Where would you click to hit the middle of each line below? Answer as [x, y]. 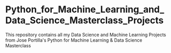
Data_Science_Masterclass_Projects [84, 20]
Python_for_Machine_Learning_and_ [85, 10]
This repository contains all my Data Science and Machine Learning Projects [86, 34]
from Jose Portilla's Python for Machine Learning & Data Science [74, 40]
